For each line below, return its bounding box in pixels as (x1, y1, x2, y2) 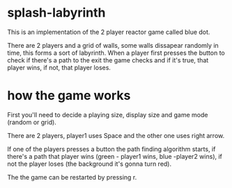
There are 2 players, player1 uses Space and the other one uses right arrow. (7, 131, 225, 139)
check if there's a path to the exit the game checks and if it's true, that (7, 55, 209, 64)
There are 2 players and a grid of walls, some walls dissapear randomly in (7, 41, 219, 49)
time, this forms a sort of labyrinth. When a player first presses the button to (7, 49, 225, 57)
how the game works (7, 88, 131, 103)
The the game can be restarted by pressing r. (7, 173, 137, 181)
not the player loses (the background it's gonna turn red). (7, 160, 172, 168)
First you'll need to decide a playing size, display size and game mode (7, 110, 208, 119)
